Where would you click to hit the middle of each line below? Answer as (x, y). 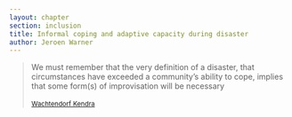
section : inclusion (45, 26)
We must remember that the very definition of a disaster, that (143, 67)
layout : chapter (39, 17)
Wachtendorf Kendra (63, 104)
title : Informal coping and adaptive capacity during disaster (129, 34)
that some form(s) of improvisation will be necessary (128, 86)
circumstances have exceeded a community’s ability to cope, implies (157, 77)
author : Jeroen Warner (51, 42)
